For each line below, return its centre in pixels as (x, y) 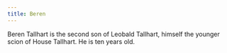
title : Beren (27, 14)
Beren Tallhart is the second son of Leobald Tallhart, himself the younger (113, 34)
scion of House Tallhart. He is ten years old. (71, 41)
